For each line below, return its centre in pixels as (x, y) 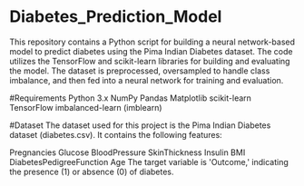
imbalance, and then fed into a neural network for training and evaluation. (147, 80)
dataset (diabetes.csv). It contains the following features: (116, 134)
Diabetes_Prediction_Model (116, 17)
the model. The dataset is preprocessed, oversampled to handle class (140, 71)
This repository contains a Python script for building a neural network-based (152, 42)
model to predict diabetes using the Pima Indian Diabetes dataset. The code (151, 51)
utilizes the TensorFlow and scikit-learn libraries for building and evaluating (150, 61)
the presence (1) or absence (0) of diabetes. (92, 171)
